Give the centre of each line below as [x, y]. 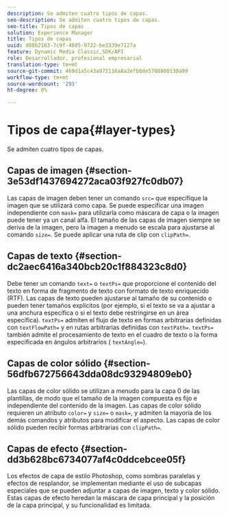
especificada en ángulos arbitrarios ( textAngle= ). [77, 341]
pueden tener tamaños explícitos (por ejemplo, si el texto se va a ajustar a [111, 305]
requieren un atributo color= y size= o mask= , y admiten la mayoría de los [110, 412]
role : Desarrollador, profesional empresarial [75, 58]
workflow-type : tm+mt [38, 77]
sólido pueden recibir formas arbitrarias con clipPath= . [85, 427]
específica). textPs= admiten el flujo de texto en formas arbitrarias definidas [114, 319]
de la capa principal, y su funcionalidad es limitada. [79, 505]
